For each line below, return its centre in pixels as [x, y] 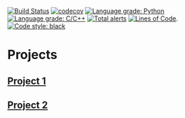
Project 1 [27, 81]
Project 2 [28, 105]
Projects [33, 55]
